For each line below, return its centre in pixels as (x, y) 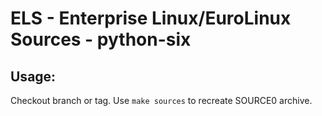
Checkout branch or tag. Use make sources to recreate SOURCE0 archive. (161, 100)
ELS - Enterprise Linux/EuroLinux (151, 18)
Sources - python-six (101, 39)
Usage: (33, 76)
